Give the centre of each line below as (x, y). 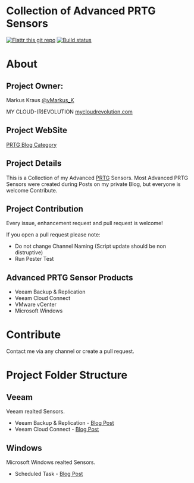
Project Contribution (45, 209)
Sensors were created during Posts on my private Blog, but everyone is (93, 184)
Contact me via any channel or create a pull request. (71, 351)
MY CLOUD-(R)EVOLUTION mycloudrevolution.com (69, 112)
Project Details (34, 164)
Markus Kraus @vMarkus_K (40, 100)
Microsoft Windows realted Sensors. (51, 462)
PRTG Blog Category (32, 144)
